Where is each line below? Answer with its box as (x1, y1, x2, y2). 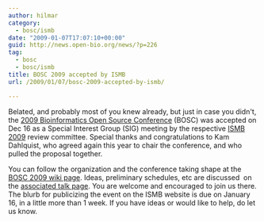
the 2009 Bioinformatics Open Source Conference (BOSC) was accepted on (8, 115, 257, 124)
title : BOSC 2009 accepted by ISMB (8, 71, 126, 78)
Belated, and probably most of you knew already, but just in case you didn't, (8, 106, 257, 116)
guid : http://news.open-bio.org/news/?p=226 (8, 41, 158, 49)
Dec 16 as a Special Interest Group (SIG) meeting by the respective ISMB (8, 124, 246, 133)
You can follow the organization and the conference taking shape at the (8, 164, 242, 174)
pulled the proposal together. (8, 148, 103, 159)
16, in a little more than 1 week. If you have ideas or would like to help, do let (8, 197, 256, 207)
